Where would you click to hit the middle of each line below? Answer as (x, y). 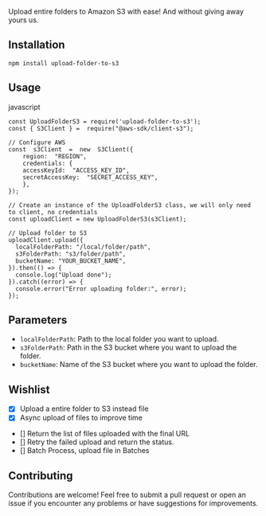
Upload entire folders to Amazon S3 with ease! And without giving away (126, 12)
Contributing (41, 476)
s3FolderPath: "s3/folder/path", (71, 254)
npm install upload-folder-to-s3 (64, 63)
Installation (37, 45)
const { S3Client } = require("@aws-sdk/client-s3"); (101, 128)
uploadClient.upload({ (46, 240)
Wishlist (29, 389)
